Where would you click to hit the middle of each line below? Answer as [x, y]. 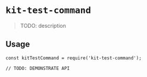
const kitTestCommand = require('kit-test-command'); [74, 58]
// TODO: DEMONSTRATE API [37, 68]
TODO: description [43, 25]
